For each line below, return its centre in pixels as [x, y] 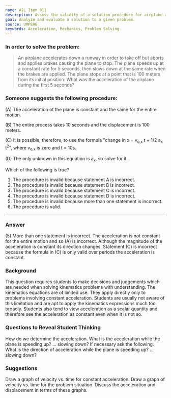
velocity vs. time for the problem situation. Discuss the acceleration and [80, 384]
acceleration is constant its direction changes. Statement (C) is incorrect [81, 247]
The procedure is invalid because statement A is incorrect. [74, 180]
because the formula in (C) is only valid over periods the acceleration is [80, 252]
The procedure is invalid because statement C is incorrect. [74, 190]
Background [21, 270]
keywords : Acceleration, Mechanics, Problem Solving [62, 29]
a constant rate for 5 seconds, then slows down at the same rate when [92, 69]
